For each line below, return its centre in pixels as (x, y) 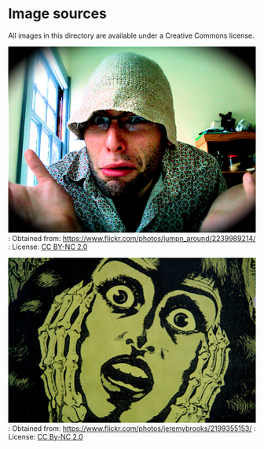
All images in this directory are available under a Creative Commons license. (131, 35)
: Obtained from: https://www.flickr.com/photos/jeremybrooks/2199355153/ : (132, 429)
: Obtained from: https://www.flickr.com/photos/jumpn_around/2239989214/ (132, 238)
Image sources (58, 14)
